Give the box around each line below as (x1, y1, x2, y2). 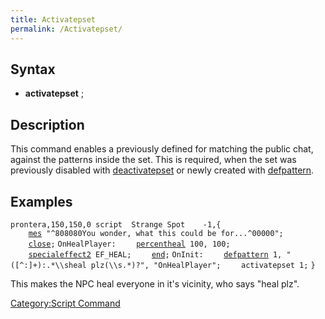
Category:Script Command (10, 297, 121, 309)
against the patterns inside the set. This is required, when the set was (10, 154, 297, 166)
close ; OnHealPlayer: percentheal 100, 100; (28, 239, 231, 249)
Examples (10, 193, 73, 210)
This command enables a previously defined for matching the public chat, (10, 143, 314, 155)
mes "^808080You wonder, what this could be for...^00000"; (28, 228, 284, 238)
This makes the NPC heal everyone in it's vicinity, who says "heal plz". (10, 277, 300, 290)
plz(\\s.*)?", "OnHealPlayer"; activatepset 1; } (90, 260, 316, 270)
